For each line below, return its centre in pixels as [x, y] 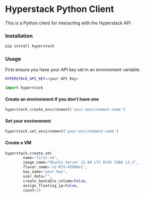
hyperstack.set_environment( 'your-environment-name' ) [62, 131]
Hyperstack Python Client [60, 9]
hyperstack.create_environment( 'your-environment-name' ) [65, 110]
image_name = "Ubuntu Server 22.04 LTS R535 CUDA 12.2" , [81, 163]
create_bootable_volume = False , [55, 181]
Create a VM [18, 142]
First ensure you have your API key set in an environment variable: [73, 70]
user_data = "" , [37, 176]
